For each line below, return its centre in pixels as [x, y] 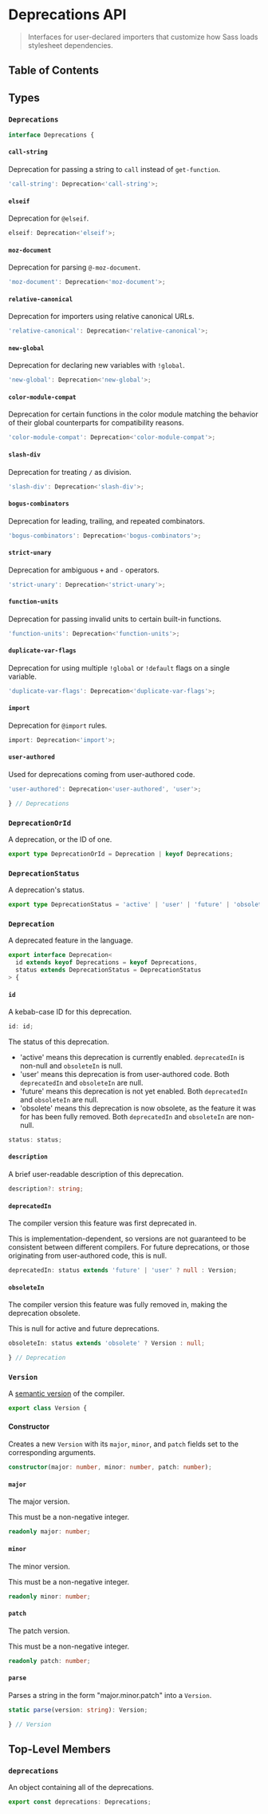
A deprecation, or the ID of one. [60, 839]
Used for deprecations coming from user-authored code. [102, 775]
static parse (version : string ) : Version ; [78, 1710]
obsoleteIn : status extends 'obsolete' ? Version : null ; [106, 1344]
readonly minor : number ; [49, 1597]
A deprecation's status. [47, 890]
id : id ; [21, 1027]
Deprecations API [67, 15]
